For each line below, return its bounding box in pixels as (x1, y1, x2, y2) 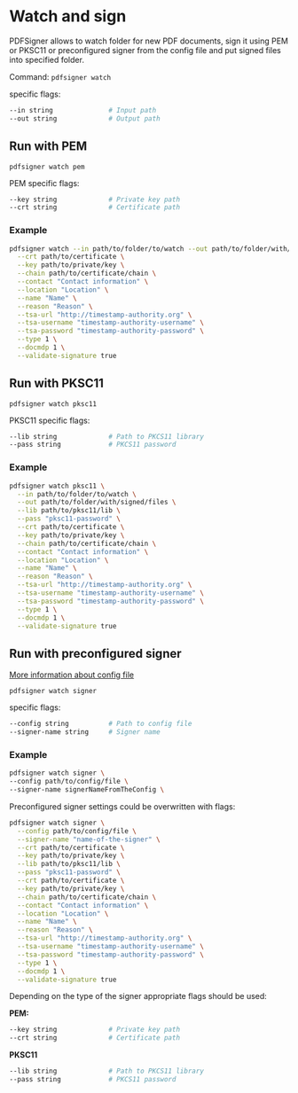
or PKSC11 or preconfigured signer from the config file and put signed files (9, 44, 281, 55)
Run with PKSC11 (9, 376, 105, 391)
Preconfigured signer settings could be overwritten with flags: (9, 800, 236, 812)
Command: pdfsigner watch (9, 71, 112, 82)
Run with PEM (9, 139, 88, 154)
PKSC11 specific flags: (9, 415, 90, 425)
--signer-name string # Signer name (9, 728, 161, 737)
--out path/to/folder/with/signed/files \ (17, 498, 176, 507)
